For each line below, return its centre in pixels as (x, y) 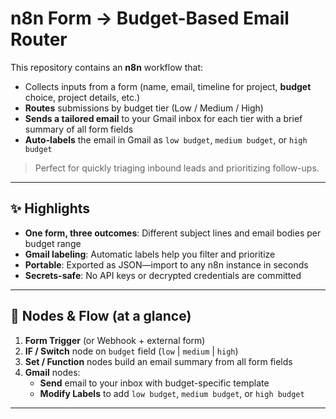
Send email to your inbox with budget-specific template (154, 383)
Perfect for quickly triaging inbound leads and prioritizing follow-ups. (177, 168)
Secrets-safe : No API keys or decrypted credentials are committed (163, 275)
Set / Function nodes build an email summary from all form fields (158, 361)
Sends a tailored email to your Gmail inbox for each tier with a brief (163, 118)
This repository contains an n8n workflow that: (107, 67)
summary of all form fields (79, 129)
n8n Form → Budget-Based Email (150, 18)
